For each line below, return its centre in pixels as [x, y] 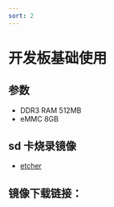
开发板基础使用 [58, 58]
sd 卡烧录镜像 [42, 146]
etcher [31, 166]
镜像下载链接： [45, 193]
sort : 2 [21, 16]
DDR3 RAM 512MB [51, 110]
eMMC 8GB [39, 118]
